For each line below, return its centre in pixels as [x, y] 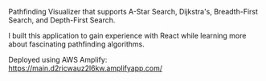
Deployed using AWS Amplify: [58, 60]
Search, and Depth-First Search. [62, 20]
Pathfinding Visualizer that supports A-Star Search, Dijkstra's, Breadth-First [133, 12]
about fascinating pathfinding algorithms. [76, 44]
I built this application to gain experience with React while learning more [127, 36]
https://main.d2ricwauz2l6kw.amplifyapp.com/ [86, 68]
